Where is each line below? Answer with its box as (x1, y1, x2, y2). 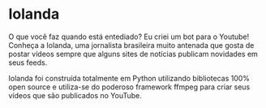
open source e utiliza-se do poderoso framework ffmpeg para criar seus (8, 82, 251, 92)
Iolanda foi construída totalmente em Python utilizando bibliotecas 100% (8, 73, 250, 83)
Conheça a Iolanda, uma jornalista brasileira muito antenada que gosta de (8, 40, 255, 50)
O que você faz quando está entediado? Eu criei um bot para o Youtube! (8, 32, 250, 41)
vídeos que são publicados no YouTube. (8, 90, 142, 100)
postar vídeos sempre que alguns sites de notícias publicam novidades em (8, 49, 258, 58)
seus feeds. (8, 58, 48, 67)
